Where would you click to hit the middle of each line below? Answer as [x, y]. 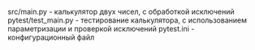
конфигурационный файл [51, 37]
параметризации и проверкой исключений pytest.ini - [101, 29]
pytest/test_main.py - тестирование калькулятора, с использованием [127, 20]
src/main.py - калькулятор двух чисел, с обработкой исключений [121, 12]
